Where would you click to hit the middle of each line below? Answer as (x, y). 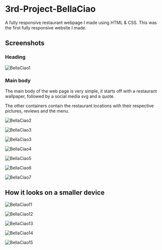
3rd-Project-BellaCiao (50, 9)
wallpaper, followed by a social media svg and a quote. (60, 96)
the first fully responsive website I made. (46, 27)
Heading (15, 57)
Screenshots (25, 43)
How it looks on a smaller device (55, 193)
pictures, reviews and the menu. (37, 111)
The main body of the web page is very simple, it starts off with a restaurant (81, 91)
